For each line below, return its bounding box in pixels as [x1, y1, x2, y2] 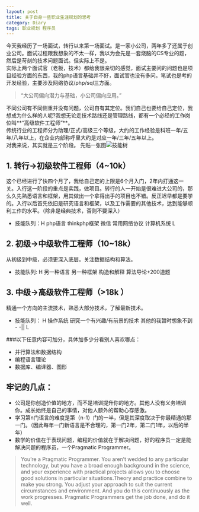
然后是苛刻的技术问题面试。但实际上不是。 [6, 57, 110, 64]
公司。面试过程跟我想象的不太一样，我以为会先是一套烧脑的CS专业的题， [11, 50, 190, 57]
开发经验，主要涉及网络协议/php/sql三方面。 [6, 79, 115, 87]
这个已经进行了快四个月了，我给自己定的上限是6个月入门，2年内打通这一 [6, 177, 184, 185]
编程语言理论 [14, 355, 46, 362]
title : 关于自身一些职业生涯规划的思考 [6, 14, 91, 20]
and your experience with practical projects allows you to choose [20, 468, 180, 475]
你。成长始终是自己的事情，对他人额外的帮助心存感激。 [14, 406, 150, 414]
